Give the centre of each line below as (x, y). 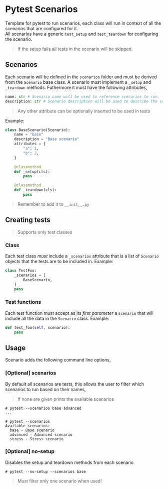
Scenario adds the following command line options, (58, 360)
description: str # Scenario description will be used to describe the (81, 101)
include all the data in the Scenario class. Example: (57, 318)
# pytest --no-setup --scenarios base (45, 471)
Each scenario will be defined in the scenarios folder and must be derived (81, 77)
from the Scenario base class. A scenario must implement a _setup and (78, 82)
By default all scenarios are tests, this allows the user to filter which (74, 384)
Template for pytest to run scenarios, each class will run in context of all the (83, 23)
